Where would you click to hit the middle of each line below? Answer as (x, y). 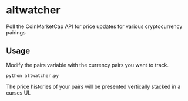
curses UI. (19, 93)
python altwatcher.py (33, 76)
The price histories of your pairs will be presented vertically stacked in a (93, 86)
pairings (16, 32)
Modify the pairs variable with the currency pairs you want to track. (88, 65)
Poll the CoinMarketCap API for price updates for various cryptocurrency (94, 26)
